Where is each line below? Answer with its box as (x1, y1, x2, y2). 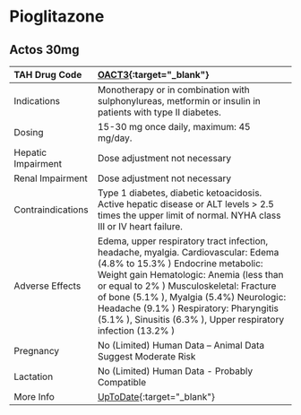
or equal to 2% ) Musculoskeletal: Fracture (97, 280, 277, 292)
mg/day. (97, 132, 133, 144)
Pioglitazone (9, 6, 105, 27)
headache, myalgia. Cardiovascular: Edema (97, 246, 279, 258)
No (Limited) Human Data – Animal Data (97, 339, 265, 351)
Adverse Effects (13, 280, 82, 292)
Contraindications (13, 203, 89, 216)
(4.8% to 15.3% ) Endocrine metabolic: (97, 257, 263, 270)
